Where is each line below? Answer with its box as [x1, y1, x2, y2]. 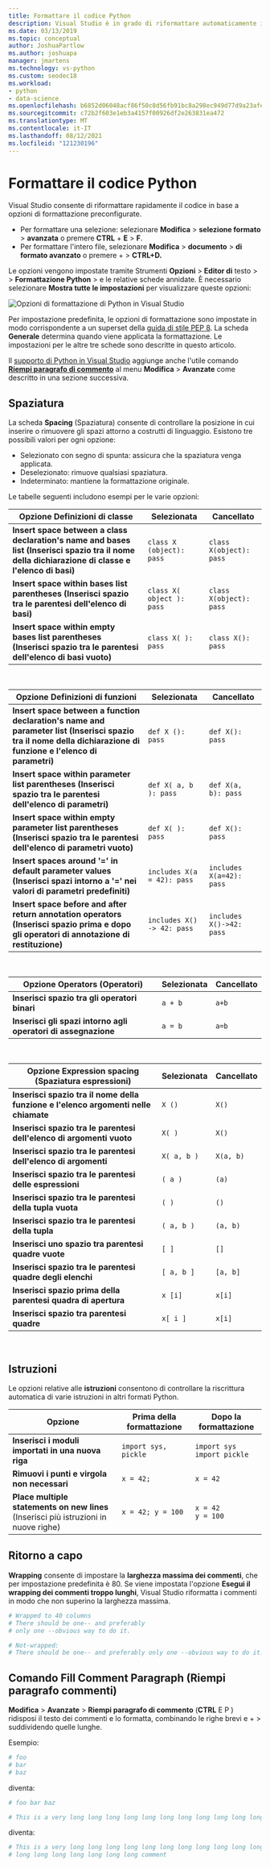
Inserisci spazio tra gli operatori [12, 993, 137, 1004]
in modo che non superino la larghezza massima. [8, 1596, 171, 1606]
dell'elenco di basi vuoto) [12, 652, 112, 663]
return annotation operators [12, 909, 122, 920]
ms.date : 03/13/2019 [8, 27, 78, 35]
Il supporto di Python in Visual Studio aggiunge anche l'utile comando [8, 356, 239, 365]
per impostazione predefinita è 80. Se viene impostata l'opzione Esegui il [8, 1578, 251, 1589]
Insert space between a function [12, 705, 141, 716]
